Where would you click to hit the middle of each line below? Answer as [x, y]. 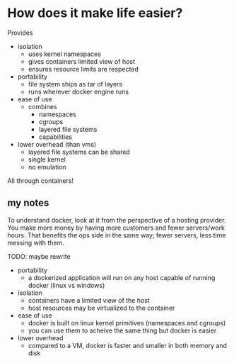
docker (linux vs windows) [66, 285]
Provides [20, 33]
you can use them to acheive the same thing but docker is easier [122, 330]
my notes [28, 203]
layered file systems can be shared [79, 152]
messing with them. [36, 242]
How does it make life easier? [95, 13]
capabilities [55, 137]
